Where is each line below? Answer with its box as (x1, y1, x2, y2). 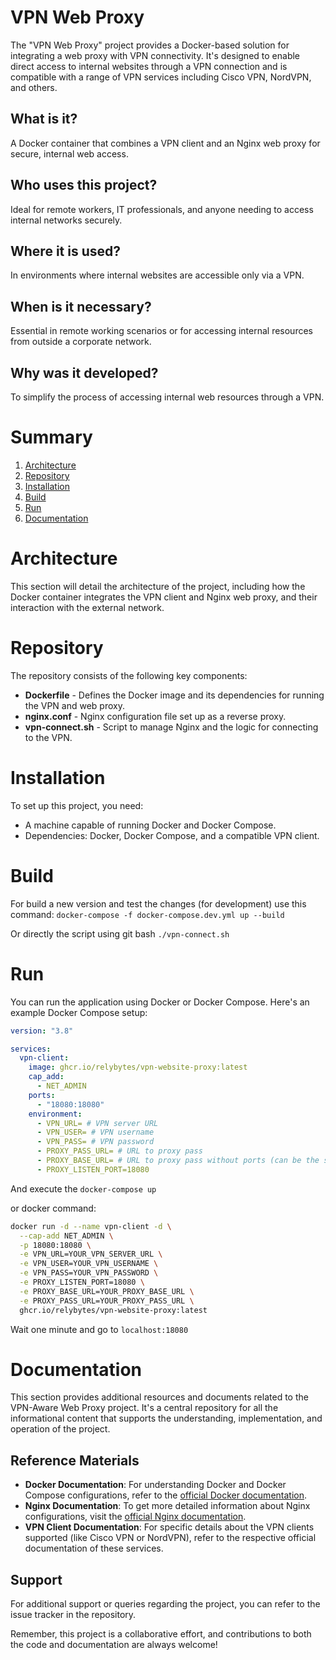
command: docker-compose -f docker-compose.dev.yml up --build (10, 908, 285, 920)
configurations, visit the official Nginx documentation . (24, 1511, 247, 1523)
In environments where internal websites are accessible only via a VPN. (10, 269, 305, 281)
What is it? (10, 111, 78, 128)
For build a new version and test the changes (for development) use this (10, 897, 307, 910)
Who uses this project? (10, 177, 158, 194)
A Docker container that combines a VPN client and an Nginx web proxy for (10, 137, 321, 149)
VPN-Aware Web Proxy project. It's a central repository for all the (10, 1402, 279, 1414)
